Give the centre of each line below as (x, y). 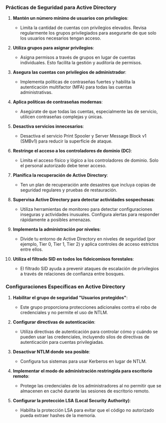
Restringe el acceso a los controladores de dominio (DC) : (72, 151)
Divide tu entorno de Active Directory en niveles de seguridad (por (88, 239)
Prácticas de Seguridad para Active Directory (61, 7)
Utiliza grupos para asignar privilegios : (53, 48)
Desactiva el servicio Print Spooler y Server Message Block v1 (83, 136)
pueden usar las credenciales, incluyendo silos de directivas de (85, 337)
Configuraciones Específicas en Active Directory (65, 287)
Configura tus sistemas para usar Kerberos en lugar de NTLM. (83, 361)
